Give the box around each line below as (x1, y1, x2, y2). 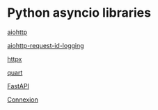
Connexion (7, 95, 38, 104)
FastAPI (7, 81, 30, 90)
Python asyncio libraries (7, 5, 152, 21)
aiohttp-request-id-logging (7, 41, 85, 49)
